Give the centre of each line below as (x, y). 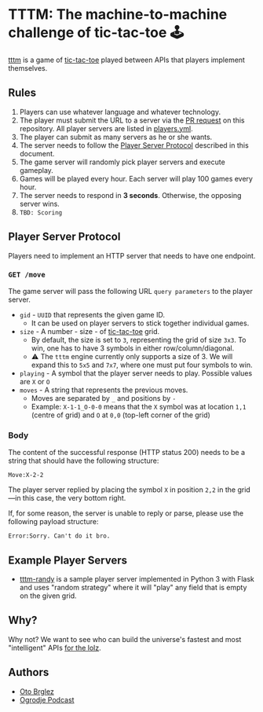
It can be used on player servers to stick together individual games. (140, 323)
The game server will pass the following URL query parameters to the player (130, 291)
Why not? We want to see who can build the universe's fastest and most (125, 639)
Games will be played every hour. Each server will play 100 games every (136, 178)
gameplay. (36, 170)
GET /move (27, 275)
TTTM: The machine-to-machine (118, 15)
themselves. (28, 68)
